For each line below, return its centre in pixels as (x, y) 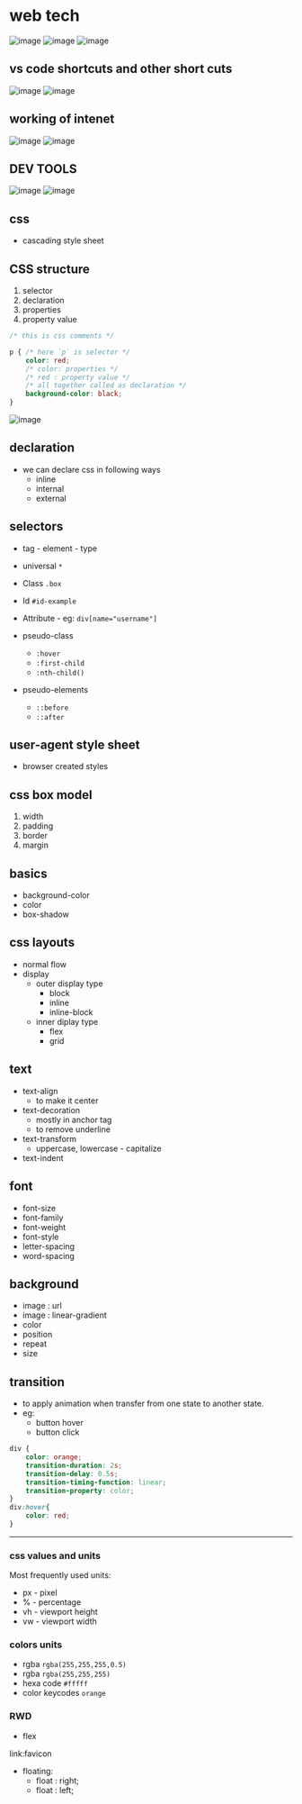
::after (50, 717)
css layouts (42, 943)
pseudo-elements (55, 689)
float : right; (57, 1781)
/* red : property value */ (78, 377)
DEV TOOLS (43, 169)
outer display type (69, 984)
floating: (38, 1771)
